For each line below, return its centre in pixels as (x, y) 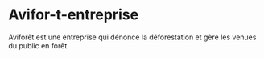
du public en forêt (38, 45)
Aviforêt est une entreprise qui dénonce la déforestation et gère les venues (132, 37)
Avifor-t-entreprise (74, 15)
